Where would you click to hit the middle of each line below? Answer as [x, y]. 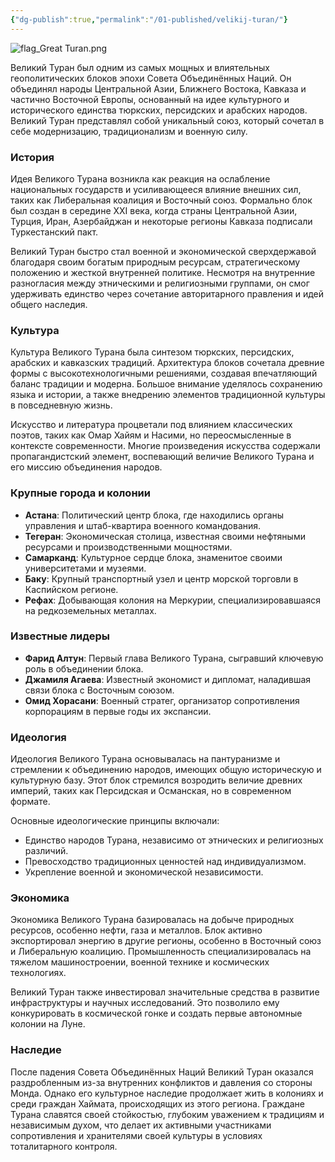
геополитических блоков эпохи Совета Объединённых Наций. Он [151, 78]
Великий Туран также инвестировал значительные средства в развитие [165, 992]
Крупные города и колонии [80, 493]
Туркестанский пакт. [54, 232]
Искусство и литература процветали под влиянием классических [151, 425]
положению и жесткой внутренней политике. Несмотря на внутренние [163, 272]
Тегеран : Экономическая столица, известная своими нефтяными [165, 536]
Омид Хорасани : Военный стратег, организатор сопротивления [162, 700]
